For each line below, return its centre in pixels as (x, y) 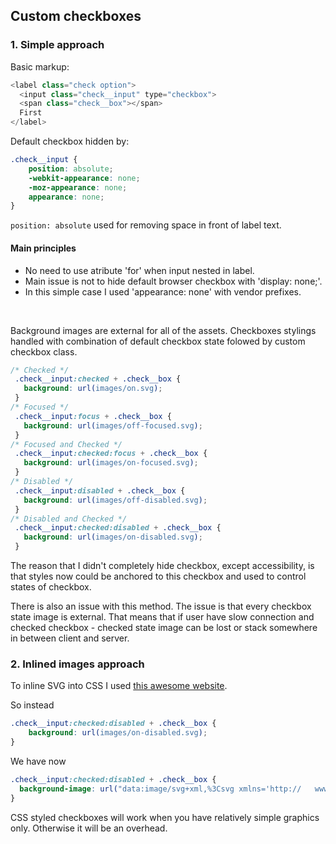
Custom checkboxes (76, 16)
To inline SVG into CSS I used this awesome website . (119, 686)
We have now (38, 761)
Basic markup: (40, 66)
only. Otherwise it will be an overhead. (89, 828)
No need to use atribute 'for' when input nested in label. (139, 270)
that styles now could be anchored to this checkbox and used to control (158, 576)
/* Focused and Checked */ (66, 444)
